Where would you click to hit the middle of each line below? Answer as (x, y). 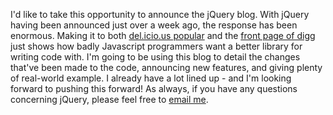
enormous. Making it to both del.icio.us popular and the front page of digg (163, 35)
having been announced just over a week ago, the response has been (154, 25)
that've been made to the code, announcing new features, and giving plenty (166, 67)
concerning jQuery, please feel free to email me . (109, 99)
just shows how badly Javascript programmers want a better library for (156, 46)
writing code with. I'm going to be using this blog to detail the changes (155, 57)
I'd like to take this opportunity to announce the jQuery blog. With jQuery (160, 14)
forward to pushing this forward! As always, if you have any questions (154, 88)
